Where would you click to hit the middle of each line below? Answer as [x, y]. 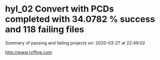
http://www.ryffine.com [29, 52]
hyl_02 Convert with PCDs [60, 9]
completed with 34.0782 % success [80, 19]
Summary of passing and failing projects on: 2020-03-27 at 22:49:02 [75, 43]
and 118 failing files [45, 30]
